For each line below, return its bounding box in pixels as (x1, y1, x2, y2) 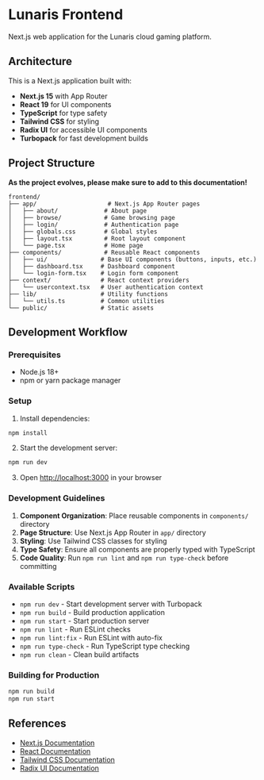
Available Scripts (8, 581, 75, 592)
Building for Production (8, 669, 100, 680)
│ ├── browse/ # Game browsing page (8, 213, 176, 221)
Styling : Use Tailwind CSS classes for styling (19, 536, 168, 545)
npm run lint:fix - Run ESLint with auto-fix (19, 632, 163, 642)
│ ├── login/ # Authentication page (8, 221, 179, 229)
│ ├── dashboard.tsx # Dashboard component (8, 262, 176, 271)
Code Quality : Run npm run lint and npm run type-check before (19, 553, 229, 563)
